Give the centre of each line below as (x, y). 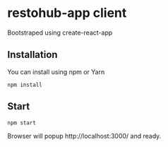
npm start (22, 123)
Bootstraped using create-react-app (60, 33)
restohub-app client (67, 13)
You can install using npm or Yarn (56, 71)
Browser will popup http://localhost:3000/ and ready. (84, 136)
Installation (32, 55)
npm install (25, 85)
